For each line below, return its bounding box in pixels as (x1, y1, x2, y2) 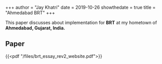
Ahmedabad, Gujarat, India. (5, 25, 66, 31)
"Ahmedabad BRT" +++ (5, 10, 55, 16)
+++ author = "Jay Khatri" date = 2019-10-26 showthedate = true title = (5, 5, 156, 10)
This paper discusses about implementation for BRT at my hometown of (5, 20, 157, 25)
